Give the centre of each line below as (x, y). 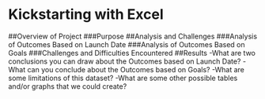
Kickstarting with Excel (86, 15)
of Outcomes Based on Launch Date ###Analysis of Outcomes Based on (127, 44)
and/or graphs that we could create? (68, 86)
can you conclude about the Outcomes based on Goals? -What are (136, 69)
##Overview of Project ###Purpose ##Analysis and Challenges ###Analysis (133, 36)
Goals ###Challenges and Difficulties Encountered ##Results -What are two (132, 53)
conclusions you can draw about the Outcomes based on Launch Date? (125, 61)
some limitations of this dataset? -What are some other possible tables (123, 78)
